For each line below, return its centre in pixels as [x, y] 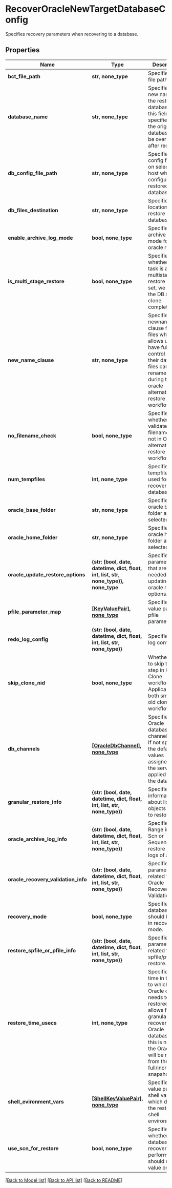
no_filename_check [32, 435]
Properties [23, 50]
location [158, 207]
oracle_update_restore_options [47, 574]
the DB [156, 294]
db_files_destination [33, 210]
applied [157, 774]
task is [156, 268]
